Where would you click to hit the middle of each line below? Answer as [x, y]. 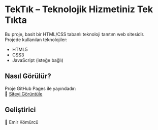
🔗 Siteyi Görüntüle [24, 94]
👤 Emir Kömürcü [22, 122]
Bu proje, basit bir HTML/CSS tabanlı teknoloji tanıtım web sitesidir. [75, 34]
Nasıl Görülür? [28, 76]
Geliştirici [20, 110]
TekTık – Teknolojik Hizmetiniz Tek [79, 9]
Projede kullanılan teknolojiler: [36, 40]
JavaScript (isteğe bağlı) [38, 60]
